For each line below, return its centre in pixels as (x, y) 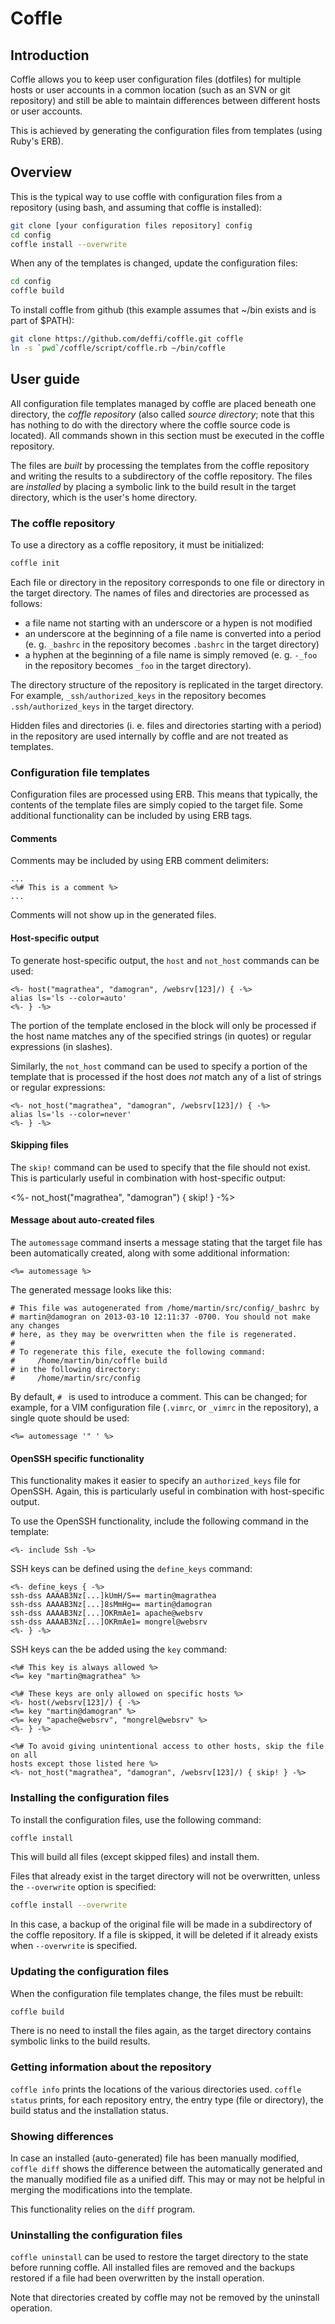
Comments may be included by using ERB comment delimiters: (140, 861)
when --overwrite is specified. (74, 1946)
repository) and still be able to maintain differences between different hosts (165, 100)
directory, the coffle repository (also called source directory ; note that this (162, 414)
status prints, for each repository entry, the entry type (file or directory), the (167, 2099)
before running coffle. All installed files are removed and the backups (152, 2268)
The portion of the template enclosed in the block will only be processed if (163, 1025)
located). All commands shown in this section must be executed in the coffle (167, 435)
